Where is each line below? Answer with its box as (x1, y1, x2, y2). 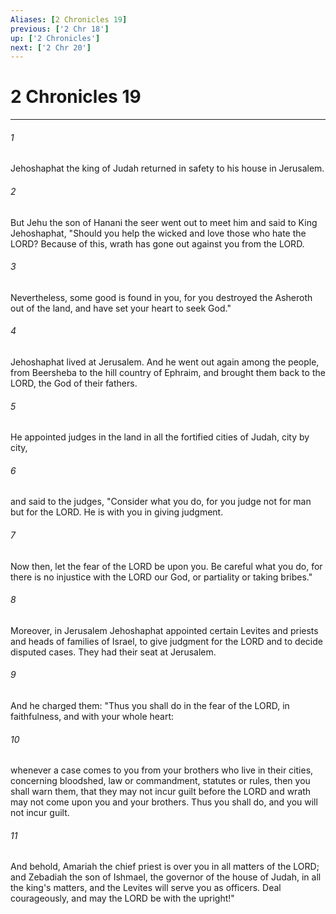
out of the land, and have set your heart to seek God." (10, 302, 232, 314)
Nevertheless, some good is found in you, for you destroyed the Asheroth (10, 291, 313, 303)
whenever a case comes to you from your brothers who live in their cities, (10, 764, 314, 776)
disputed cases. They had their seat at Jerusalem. (10, 646, 217, 658)
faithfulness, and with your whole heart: (10, 711, 175, 723)
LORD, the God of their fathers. (10, 377, 138, 389)
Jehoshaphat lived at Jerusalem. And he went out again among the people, (10, 356, 320, 368)
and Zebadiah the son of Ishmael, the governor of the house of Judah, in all (10, 871, 322, 883)
